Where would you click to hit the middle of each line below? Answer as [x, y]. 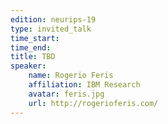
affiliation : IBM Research [84, 85]
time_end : [31, 47]
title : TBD [33, 57]
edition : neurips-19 [53, 19]
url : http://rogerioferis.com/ [93, 103]
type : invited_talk [51, 29]
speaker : [28, 66]
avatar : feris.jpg [66, 94]
